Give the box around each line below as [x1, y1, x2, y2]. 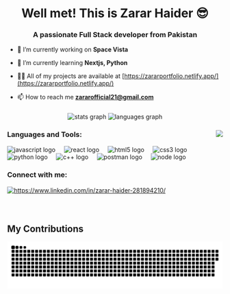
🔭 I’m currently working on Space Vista [16, 45, 129, 53]
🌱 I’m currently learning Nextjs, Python [16, 59, 128, 67]
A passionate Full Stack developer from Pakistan [33, 30, 197, 40]
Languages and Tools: [7, 130, 82, 139]
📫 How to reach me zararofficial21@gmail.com [16, 93, 154, 101]
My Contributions [7, 223, 84, 234]
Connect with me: [7, 170, 68, 180]
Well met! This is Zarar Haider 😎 [21, 5, 209, 21]
